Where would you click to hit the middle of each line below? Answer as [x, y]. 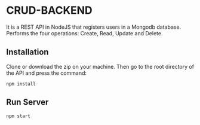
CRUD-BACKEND [49, 10]
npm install [21, 84]
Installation [27, 52]
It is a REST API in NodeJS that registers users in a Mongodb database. [94, 27]
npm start [19, 116]
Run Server [27, 102]
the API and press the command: [47, 73]
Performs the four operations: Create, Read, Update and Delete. [84, 33]
